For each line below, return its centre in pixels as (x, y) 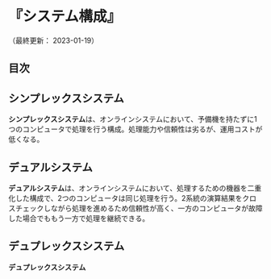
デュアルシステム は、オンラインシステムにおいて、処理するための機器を (128, 188)
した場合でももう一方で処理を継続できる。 (79, 218)
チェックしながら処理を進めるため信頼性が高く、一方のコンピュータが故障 (139, 208)
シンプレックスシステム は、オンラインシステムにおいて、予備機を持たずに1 (133, 119)
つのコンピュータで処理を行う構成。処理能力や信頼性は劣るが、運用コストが (135, 129)
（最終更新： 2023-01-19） (54, 40)
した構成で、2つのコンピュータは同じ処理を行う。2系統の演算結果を (129, 198)
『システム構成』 (65, 17)
